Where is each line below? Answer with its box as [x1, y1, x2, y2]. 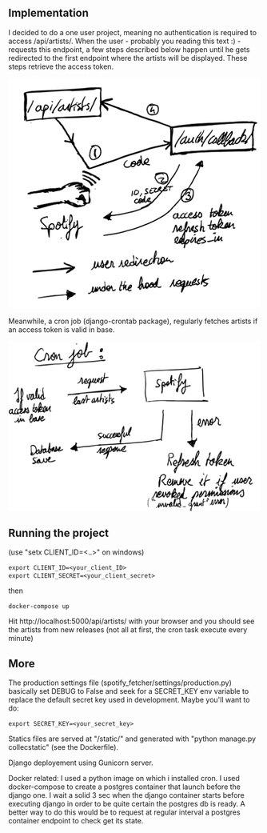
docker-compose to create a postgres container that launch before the [8, 782, 241, 791]
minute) [8, 634, 34, 643]
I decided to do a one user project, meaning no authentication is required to [8, 27, 257, 37]
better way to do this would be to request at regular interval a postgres [8, 807, 241, 817]
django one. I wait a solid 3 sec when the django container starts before [8, 791, 245, 800]
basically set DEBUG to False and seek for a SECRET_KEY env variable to [8, 687, 249, 696]
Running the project [8, 526, 110, 539]
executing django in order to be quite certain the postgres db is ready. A [8, 799, 245, 809]
